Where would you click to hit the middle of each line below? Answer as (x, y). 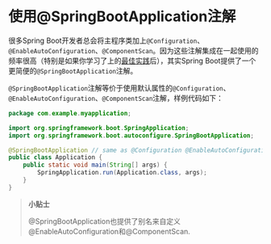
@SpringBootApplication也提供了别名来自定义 (104, 221)
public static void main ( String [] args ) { (95, 165)
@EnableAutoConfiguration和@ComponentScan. (109, 231)
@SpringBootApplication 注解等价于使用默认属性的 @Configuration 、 (119, 88)
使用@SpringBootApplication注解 (122, 17)
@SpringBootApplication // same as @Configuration (95, 150)
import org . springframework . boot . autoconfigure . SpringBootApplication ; (131, 135)
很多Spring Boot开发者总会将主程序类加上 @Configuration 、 (106, 40)
